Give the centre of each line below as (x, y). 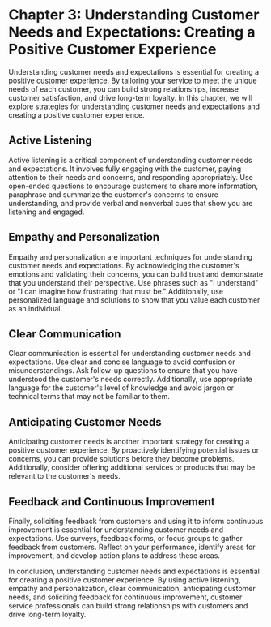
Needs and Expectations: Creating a (132, 32)
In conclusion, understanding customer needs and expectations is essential (134, 571)
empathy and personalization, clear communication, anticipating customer (132, 588)
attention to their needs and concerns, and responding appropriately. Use (131, 177)
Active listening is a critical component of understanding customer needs (130, 160)
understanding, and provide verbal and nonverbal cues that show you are (131, 203)
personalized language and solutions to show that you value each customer (134, 300)
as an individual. (36, 308)
